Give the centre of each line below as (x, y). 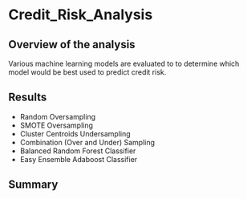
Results (28, 97)
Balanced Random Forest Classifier (78, 151)
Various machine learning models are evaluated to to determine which (124, 63)
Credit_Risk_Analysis (81, 15)
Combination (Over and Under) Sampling (87, 142)
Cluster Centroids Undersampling (75, 133)
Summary (33, 185)
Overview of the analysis (72, 45)
